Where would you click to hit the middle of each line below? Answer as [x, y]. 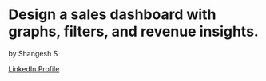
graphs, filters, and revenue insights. [134, 31]
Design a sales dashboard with [112, 15]
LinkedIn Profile [34, 68]
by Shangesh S [33, 53]
